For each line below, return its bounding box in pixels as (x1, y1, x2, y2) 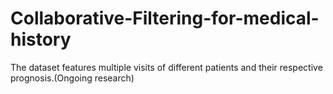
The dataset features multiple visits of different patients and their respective (10, 61, 323, 73)
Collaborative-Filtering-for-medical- (10, 7, 320, 30)
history (10, 28, 72, 51)
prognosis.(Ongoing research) (10, 72, 135, 84)
